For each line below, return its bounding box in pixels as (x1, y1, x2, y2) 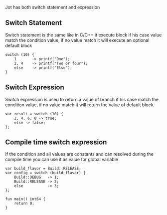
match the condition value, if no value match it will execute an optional (5, 37, 150, 43)
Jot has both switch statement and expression (5, 4, 100, 10)
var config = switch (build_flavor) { (5, 171, 86, 176)
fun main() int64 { (5, 197, 46, 202)
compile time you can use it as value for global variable (5, 157, 119, 163)
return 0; (14, 201, 35, 206)
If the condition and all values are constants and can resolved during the (5, 151, 154, 157)
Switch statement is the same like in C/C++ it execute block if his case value (5, 32, 162, 38)
